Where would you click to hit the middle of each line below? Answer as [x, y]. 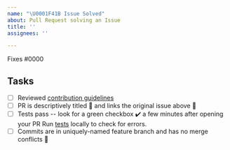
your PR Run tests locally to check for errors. [82, 124]
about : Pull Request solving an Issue [64, 20]
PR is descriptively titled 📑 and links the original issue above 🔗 [107, 106]
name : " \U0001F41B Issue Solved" [56, 14]
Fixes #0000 [26, 59]
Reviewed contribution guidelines [66, 98]
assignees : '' [28, 33]
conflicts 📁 [33, 140]
